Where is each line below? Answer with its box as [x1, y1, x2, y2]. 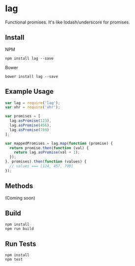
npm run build [5, 226, 34, 231]
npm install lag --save [5, 56, 54, 61]
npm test [5, 257, 23, 262]
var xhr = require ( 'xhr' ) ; [5, 105, 60, 110]
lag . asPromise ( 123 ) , [9, 118, 52, 123]
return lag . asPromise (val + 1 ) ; [14, 150, 80, 155]
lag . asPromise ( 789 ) [9, 127, 50, 133]
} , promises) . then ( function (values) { [5, 159, 87, 164]
